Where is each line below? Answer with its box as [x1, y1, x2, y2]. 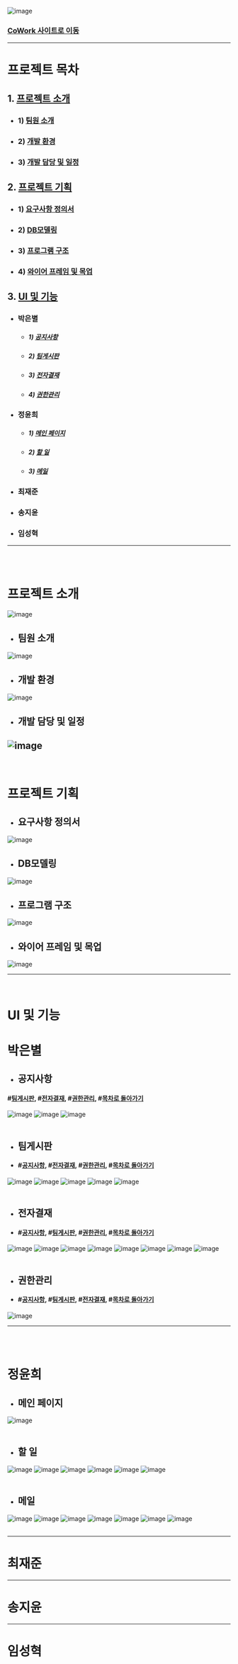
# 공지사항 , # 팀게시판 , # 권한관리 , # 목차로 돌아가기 [17, 1228, 154, 1237]
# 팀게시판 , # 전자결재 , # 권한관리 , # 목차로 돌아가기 [7, 1094, 144, 1102]
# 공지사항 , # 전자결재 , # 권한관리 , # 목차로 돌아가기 [17, 1161, 154, 1169]
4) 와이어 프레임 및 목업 [17, 266, 93, 276]
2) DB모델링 [17, 225, 57, 235]
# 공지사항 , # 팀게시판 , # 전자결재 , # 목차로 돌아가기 [17, 1295, 154, 1304]
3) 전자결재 [28, 371, 59, 379]
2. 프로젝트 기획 [7, 181, 72, 193]
